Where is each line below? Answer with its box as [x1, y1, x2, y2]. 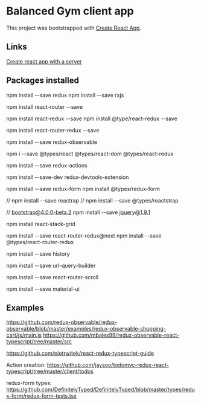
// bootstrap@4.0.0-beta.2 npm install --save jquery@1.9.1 [6, 209, 151, 216]
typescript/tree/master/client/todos [6, 368, 94, 375]
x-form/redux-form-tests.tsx [6, 392, 77, 400]
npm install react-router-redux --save [6, 126, 100, 134]
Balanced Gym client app [6, 4, 134, 18]
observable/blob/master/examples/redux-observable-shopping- [6, 325, 166, 332]
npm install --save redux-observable [6, 138, 98, 146]
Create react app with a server [6, 57, 83, 65]
